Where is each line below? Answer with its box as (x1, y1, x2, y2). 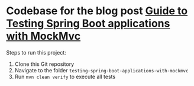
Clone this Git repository (14, 60, 75, 68)
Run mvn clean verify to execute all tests (14, 73, 116, 80)
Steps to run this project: (6, 49, 66, 56)
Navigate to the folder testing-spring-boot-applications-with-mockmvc (14, 66, 189, 74)
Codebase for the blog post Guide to (6, 4, 188, 18)
